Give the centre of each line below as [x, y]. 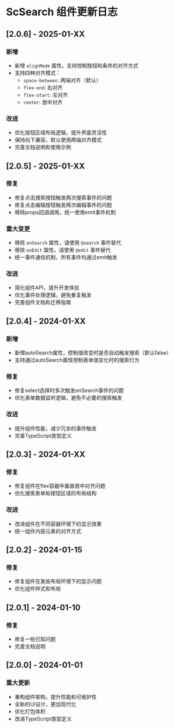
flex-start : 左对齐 [46, 95]
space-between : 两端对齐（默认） [62, 80]
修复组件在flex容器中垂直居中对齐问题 [60, 486]
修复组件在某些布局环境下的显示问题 [58, 581]
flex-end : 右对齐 [43, 87]
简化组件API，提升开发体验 [47, 288]
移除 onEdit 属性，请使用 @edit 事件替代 [62, 250]
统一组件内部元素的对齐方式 [48, 531]
